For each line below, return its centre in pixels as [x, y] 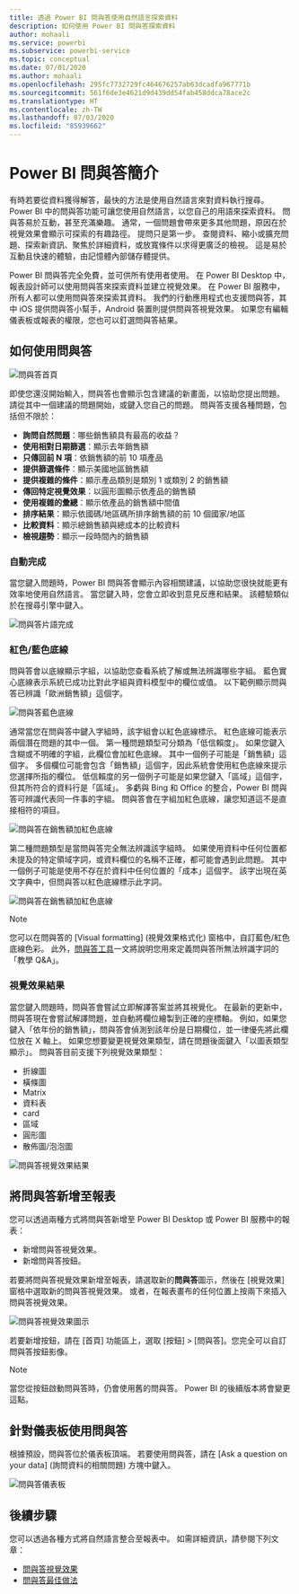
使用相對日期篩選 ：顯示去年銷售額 [85, 446]
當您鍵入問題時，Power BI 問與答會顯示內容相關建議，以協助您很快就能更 [145, 583]
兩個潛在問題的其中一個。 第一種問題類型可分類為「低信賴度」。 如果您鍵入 [147, 743]
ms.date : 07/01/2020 [48, 68]
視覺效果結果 [37, 986]
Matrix [34, 1092]
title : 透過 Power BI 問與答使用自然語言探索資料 [94, 18]
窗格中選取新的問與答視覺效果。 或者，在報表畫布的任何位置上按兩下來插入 [148, 1291]
